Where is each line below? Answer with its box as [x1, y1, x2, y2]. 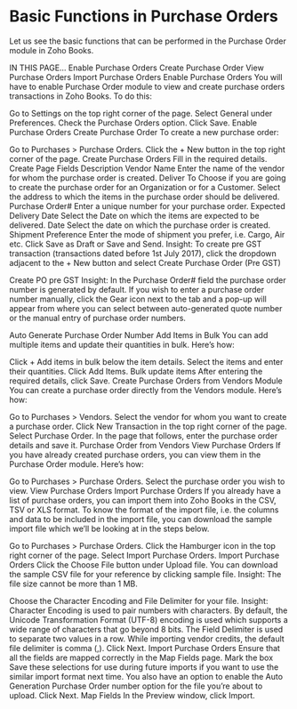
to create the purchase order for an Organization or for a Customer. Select [9, 181, 281, 192]
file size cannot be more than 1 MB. [9, 578, 138, 589]
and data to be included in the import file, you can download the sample [9, 513, 273, 524]
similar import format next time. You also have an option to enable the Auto [9, 671, 283, 681]
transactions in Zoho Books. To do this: [9, 91, 153, 101]
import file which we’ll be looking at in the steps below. [9, 523, 210, 534]
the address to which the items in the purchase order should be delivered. [9, 191, 280, 202]
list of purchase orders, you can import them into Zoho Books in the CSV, [9, 495, 277, 505]
